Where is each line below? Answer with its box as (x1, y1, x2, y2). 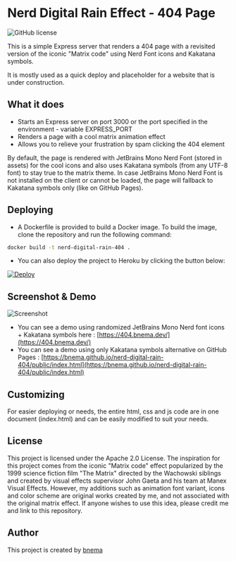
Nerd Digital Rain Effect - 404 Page (7, 5, 216, 21)
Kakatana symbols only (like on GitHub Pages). (7, 183, 144, 192)
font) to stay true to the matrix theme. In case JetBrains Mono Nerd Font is (7, 168, 223, 177)
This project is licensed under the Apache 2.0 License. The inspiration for (7, 454, 221, 462)
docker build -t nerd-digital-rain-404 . (7, 243, 131, 251)
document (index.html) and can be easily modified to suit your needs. (7, 415, 209, 423)
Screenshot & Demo (7, 291, 97, 303)
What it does (7, 99, 65, 111)
